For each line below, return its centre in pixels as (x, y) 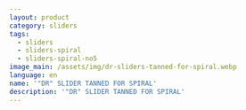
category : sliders (43, 26)
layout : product (39, 17)
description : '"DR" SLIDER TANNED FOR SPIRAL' (97, 91)
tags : (19, 34)
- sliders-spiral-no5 (57, 59)
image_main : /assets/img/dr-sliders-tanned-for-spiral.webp (123, 67)
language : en (33, 75)
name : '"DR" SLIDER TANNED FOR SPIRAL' (83, 83)
